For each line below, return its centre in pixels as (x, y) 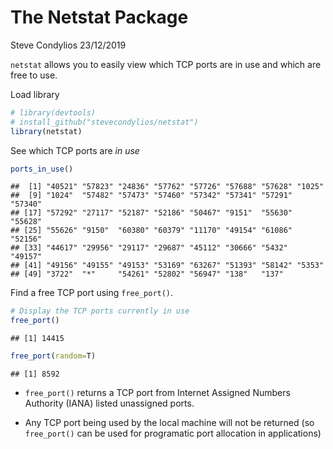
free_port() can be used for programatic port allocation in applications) (173, 433)
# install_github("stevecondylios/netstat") (104, 122)
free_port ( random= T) (53, 356)
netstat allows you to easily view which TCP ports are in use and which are (166, 64)
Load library (35, 94)
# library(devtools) (53, 112)
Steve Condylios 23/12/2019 (68, 45)
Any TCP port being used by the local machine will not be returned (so (169, 423)
